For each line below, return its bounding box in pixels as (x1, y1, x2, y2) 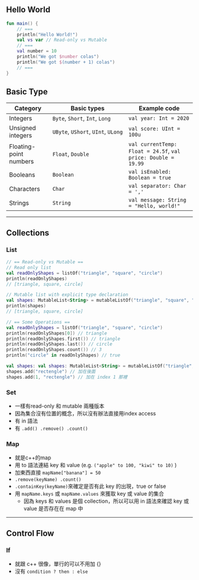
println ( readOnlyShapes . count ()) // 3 (6, 347, 102, 353)
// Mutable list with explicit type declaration (6, 292, 129, 298)
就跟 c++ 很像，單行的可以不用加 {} (14, 560, 102, 567)
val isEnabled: (128, 169, 172, 175)
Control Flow (6, 528, 54, 538)
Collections (6, 228, 49, 238)
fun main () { (6, 20, 38, 26)
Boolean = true (128, 175, 172, 181)
